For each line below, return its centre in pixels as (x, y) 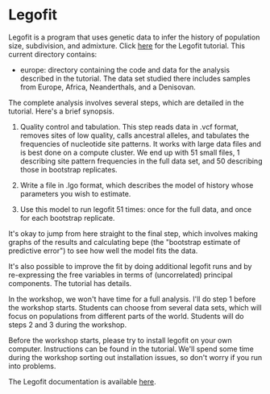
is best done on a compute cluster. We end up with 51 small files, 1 (130, 152)
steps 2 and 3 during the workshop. (68, 325)
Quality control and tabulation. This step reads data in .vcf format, (129, 126)
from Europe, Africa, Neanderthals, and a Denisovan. (108, 87)
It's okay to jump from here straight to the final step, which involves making (133, 233)
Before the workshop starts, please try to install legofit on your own (120, 340)
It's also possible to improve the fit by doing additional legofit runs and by (130, 266)
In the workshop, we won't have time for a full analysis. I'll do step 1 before (132, 299)
